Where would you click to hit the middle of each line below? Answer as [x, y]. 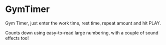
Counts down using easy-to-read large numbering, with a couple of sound [82, 32]
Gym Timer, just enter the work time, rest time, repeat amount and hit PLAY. [83, 23]
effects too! [17, 38]
